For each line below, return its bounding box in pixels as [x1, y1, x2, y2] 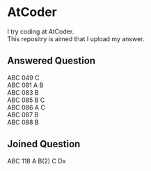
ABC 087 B [7, 110, 39, 119]
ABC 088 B [7, 118, 40, 126]
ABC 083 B [7, 88, 40, 96]
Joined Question [7, 138, 81, 150]
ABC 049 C [7, 73, 40, 82]
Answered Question [7, 55, 96, 67]
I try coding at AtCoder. [7, 27, 74, 36]
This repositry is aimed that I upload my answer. [7, 34, 145, 43]
